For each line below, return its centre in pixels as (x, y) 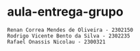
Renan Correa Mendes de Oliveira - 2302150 (70, 30)
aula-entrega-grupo (65, 12)
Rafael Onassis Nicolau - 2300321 (57, 41)
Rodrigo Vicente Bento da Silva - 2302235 (69, 36)
